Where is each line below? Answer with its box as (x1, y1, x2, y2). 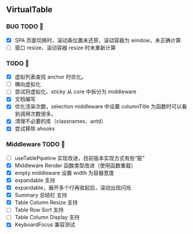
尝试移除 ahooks (14, 125, 55, 132)
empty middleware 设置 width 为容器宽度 (14, 169, 115, 176)
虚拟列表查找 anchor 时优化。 (14, 73, 87, 80)
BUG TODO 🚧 (6, 22, 44, 31)
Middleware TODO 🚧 (6, 140, 66, 148)
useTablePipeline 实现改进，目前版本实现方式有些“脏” (14, 154, 145, 161)
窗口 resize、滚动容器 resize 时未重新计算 (14, 44, 116, 51)
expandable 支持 (14, 177, 55, 184)
